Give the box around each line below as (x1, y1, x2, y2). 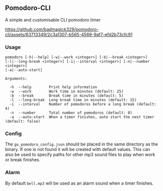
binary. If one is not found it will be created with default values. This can (5, 147, 150, 152)
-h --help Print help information (9, 85, 97, 90)
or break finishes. (5, 157, 41, 163)
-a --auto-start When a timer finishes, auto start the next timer (9, 115, 154, 120)
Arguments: (5, 76, 27, 81)
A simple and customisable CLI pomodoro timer (5, 17, 101, 22)
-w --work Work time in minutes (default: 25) (9, 89, 124, 94)
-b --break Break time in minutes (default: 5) (9, 93, 124, 98)
